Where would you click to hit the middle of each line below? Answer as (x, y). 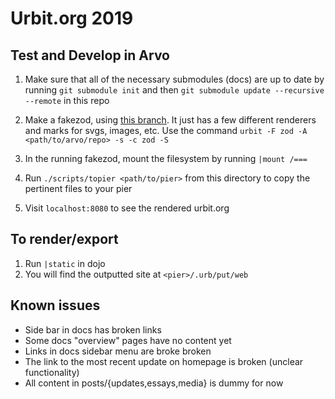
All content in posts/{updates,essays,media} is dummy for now (154, 383)
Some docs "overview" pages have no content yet (128, 340)
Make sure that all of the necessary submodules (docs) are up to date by (174, 79)
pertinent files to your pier (78, 188)
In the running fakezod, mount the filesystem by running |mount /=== (166, 158)
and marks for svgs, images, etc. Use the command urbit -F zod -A (166, 130)
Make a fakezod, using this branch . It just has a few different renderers (170, 120)
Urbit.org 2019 (72, 18)
